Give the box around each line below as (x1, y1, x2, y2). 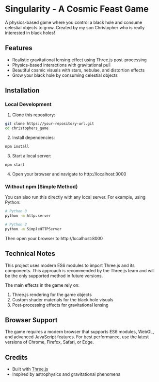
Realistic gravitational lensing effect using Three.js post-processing (12, 57, 147, 63)
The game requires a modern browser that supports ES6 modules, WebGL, (5, 329, 154, 335)
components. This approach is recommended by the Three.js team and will (5, 267, 155, 273)
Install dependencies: (12, 135, 55, 140)
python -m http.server (5, 213, 51, 218)
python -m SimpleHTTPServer (5, 226, 62, 231)
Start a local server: (12, 153, 52, 159)
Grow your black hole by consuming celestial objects (12, 72, 118, 78)
